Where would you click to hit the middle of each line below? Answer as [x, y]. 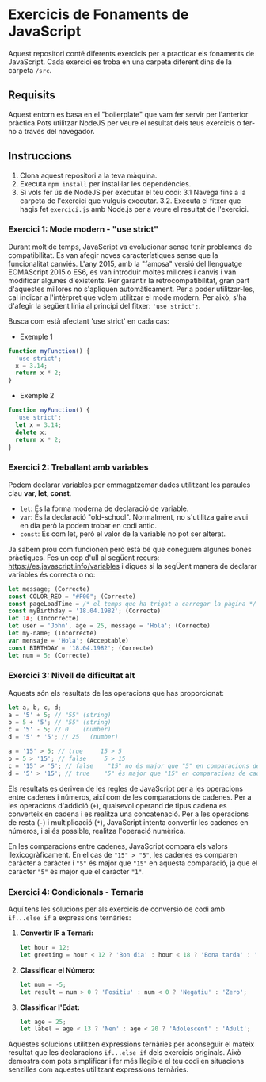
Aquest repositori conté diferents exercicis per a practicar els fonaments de [131, 53]
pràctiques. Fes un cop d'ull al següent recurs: [84, 558]
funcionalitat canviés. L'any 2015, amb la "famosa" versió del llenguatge [125, 263]
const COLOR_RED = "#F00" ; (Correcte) [72, 597]
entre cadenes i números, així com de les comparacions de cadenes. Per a [130, 797]
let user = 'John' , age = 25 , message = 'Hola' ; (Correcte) [110, 626]
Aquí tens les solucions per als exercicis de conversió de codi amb [117, 909]
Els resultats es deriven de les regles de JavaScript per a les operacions [126, 788]
